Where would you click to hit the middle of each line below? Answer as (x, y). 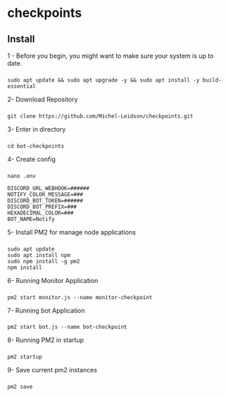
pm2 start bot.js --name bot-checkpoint (68, 327)
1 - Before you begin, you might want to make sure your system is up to (110, 56)
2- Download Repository (43, 99)
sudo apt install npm (39, 255)
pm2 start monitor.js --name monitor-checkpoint (80, 297)
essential (22, 86)
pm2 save (20, 387)
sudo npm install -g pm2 (44, 261)
